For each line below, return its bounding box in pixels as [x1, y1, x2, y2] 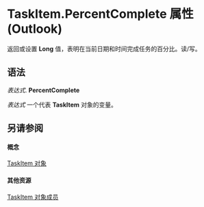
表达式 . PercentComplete [7, 86, 80, 94]
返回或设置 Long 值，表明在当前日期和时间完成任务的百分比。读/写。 [7, 44, 201, 53]
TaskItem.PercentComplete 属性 [7, 6, 194, 22]
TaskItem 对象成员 [7, 193, 59, 201]
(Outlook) [7, 21, 63, 37]
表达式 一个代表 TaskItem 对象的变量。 [7, 100, 118, 109]
